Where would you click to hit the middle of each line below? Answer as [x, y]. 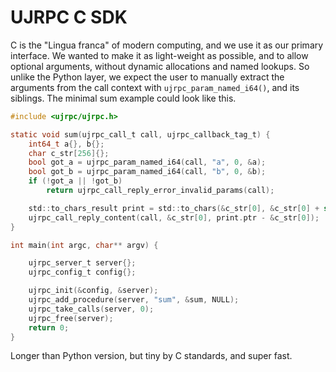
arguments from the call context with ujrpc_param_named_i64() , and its [155, 87]
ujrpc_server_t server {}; [82, 263]
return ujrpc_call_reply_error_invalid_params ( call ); [160, 191]
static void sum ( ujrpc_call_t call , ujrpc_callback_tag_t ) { [140, 134]
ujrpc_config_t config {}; [82, 272]
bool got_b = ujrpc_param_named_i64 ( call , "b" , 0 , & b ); [147, 172]
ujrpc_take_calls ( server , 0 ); [91, 309]
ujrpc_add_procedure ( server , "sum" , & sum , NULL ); [134, 300]
